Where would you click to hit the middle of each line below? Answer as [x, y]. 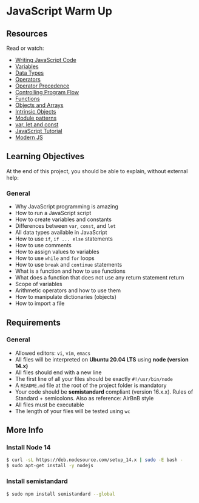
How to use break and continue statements [69, 265]
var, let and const [37, 125]
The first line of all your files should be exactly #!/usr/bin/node [94, 378]
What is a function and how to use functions [70, 271]
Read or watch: [25, 48]
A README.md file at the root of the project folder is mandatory [91, 385]
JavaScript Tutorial [39, 131]
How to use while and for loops [55, 258]
